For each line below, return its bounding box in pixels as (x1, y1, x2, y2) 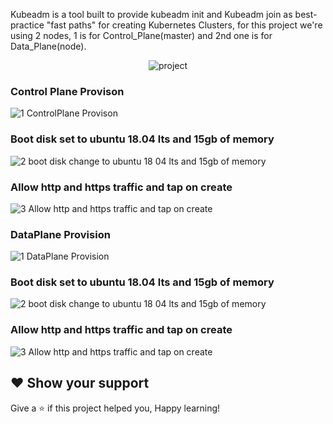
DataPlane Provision (10, 227, 111, 241)
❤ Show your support (10, 375, 150, 392)
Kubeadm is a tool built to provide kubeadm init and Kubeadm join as (10, 9, 293, 20)
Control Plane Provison (10, 84, 125, 98)
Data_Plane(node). (10, 40, 87, 52)
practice (10, 19, 45, 31)
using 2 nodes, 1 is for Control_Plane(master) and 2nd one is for (10, 30, 273, 41)
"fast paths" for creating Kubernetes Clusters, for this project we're (46, 19, 323, 31)
